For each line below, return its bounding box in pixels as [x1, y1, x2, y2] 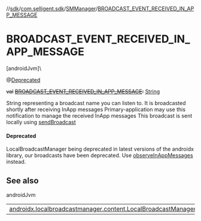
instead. [6, 158, 26, 165]
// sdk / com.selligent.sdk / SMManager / [6, 5, 98, 12]
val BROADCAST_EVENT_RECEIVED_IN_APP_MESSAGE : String [6, 88, 160, 95]
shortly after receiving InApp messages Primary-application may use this [6, 106, 186, 113]
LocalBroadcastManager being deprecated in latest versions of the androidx [6, 146, 194, 153]
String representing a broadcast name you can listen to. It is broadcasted [6, 99, 187, 106]
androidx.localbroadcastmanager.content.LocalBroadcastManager [9, 204, 196, 213]
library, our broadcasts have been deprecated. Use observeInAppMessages [6, 152, 193, 159]
